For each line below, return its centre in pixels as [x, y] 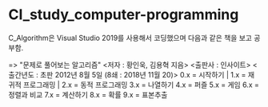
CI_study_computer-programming [124, 15]
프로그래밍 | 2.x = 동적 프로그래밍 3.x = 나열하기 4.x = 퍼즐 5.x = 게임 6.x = [141, 85]
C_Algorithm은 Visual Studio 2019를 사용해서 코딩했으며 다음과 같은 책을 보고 [130, 38]
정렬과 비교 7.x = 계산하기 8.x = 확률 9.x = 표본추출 [88, 94]
